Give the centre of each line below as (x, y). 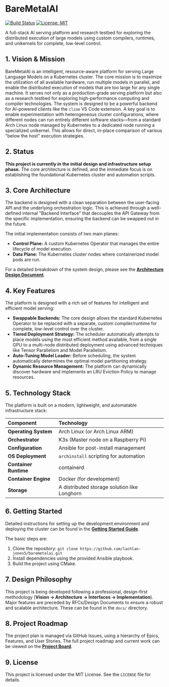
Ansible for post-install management (102, 448)
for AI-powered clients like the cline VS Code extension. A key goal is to (80, 109)
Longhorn (70, 493)
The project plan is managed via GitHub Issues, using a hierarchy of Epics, (82, 636)
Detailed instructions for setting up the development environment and (77, 523)
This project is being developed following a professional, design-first (76, 592)
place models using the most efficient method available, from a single (84, 339)
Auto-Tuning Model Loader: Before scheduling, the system (74, 356)
